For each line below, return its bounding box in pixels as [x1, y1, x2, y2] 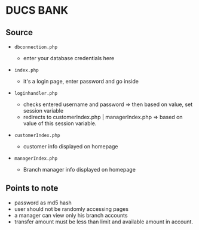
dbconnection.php [14, 44, 58, 50]
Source [5, 27, 33, 38]
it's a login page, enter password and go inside [23, 78, 139, 85]
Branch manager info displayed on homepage [23, 166, 136, 173]
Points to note [5, 183, 59, 194]
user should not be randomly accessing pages [14, 205, 129, 212]
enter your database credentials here [23, 55, 115, 61]
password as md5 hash [14, 199, 72, 206]
